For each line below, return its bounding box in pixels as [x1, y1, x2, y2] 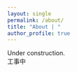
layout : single [7, 10, 52, 17]
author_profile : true [7, 29, 71, 37]
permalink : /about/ [7, 17, 64, 24]
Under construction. [7, 49, 65, 57]
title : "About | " [7, 23, 61, 30]
